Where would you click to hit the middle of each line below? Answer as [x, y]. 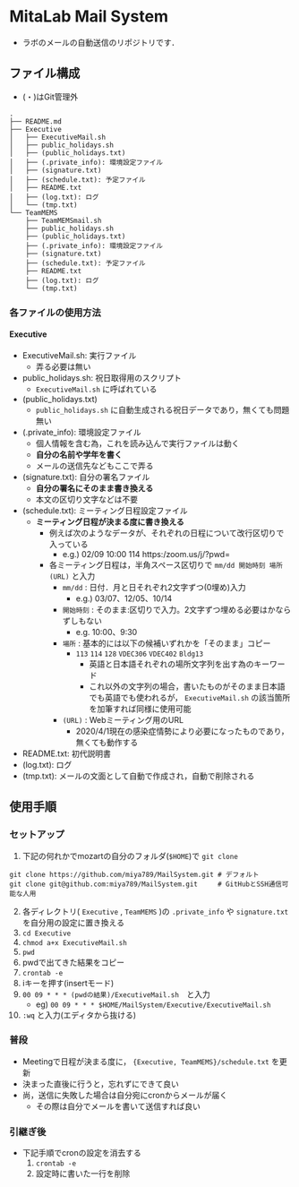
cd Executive [47, 933]
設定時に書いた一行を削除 [83, 1174]
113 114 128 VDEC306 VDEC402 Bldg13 [140, 654]
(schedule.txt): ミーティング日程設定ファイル [105, 510]
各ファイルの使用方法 [55, 313]
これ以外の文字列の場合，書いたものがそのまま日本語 [187, 686]
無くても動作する [107, 742]
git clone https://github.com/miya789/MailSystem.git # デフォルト [134, 874]
